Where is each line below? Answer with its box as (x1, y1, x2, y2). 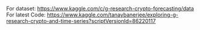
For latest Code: (6, 11, 46, 18)
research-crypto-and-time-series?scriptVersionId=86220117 (6, 18, 156, 24)
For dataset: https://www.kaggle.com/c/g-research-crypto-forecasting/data (6, 5, 194, 12)
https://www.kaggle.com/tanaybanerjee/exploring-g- (47, 11, 178, 18)
